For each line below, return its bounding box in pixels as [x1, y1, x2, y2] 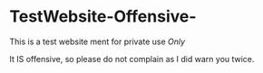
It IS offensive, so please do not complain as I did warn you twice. [9, 53, 255, 64]
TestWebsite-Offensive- [9, 6, 197, 27]
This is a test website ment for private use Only [9, 36, 186, 47]
